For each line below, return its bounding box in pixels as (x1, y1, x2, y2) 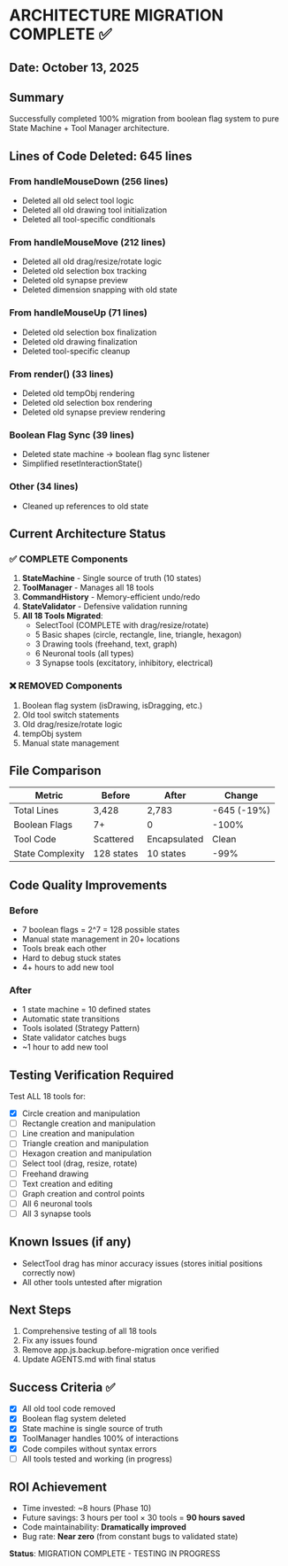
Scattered (93, 833, 134, 846)
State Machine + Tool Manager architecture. (9, 123, 170, 134)
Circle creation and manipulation (21, 1108, 140, 1119)
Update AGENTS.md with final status (21, 1354, 156, 1365)
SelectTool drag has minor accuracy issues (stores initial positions (21, 1258, 263, 1268)
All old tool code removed (21, 1403, 116, 1414)
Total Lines (13, 804, 59, 817)
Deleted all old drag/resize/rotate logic (21, 256, 162, 267)
